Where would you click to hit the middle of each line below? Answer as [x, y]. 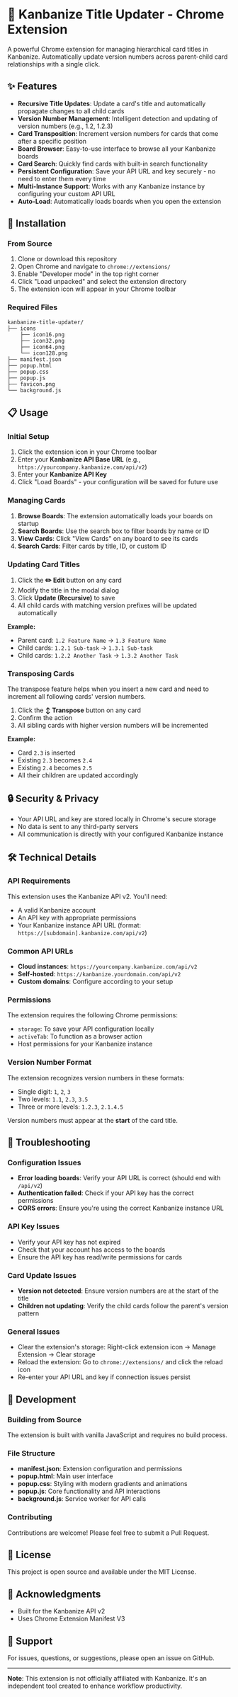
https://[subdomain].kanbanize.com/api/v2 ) [82, 932]
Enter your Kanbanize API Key [62, 474]
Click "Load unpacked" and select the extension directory [102, 282]
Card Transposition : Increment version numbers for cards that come [118, 133]
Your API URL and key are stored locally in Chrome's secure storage [117, 819]
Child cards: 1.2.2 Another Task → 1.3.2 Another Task [98, 656]
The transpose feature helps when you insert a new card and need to [108, 689]
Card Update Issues [42, 1275]
